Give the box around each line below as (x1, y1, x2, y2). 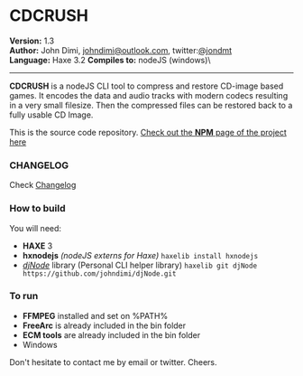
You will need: (9, 222, 61, 233)
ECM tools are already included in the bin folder (22, 329, 201, 340)
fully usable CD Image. (9, 109, 94, 120)
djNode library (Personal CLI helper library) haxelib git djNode (22, 259, 258, 270)
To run (9, 290, 39, 303)
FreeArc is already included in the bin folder (22, 320, 187, 331)
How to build (9, 202, 66, 215)
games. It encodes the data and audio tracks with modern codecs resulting (9, 89, 289, 100)
